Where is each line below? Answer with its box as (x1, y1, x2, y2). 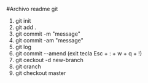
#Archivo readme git (6, 6, 58, 12)
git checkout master (15, 69, 66, 76)
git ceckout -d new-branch (15, 57, 84, 63)
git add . (15, 24, 37, 31)
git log (15, 43, 32, 50)
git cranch (15, 63, 41, 70)
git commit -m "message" (15, 30, 81, 38)
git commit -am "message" (15, 37, 84, 44)
